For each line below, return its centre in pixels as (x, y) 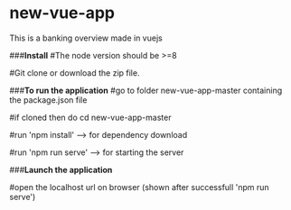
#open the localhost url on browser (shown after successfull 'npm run (139, 187)
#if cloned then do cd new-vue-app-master (90, 117)
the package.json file (48, 100)
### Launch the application (61, 169)
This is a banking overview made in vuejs (86, 38)
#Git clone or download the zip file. (75, 73)
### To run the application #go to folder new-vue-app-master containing (146, 90)
